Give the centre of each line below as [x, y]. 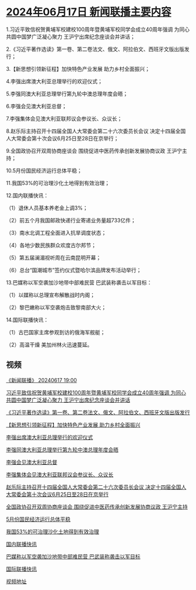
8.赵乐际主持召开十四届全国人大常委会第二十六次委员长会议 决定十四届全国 [96, 131]
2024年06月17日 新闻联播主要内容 [89, 12]
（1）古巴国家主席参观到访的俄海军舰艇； [56, 332]
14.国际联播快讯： [27, 320]
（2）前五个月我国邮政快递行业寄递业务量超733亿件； [71, 220]
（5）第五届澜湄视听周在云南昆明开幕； [54, 258]
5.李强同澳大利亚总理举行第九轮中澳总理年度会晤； [67, 94]
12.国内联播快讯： [27, 195]
